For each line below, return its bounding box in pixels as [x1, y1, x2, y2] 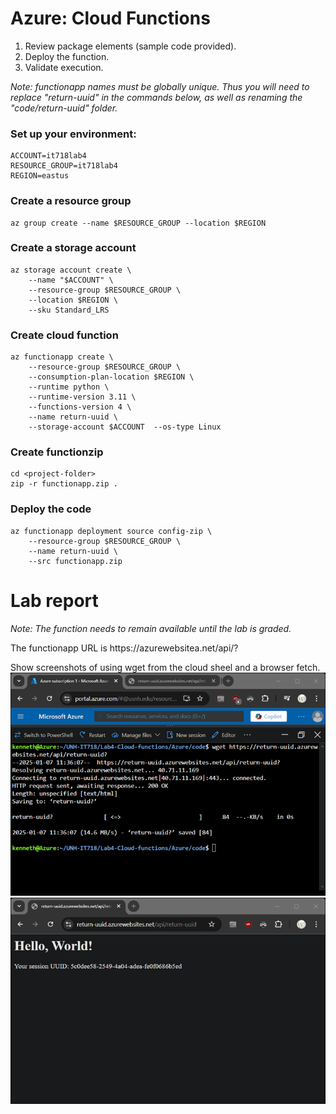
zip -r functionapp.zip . [10, 479, 118, 489]
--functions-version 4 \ [28, 402, 132, 412]
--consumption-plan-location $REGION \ [28, 372, 195, 382]
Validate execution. [24, 61, 104, 73]
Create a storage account [10, 241, 137, 255]
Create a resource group [10, 194, 132, 208]
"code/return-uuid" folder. [10, 102, 118, 114]
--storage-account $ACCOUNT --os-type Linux [28, 422, 222, 432]
